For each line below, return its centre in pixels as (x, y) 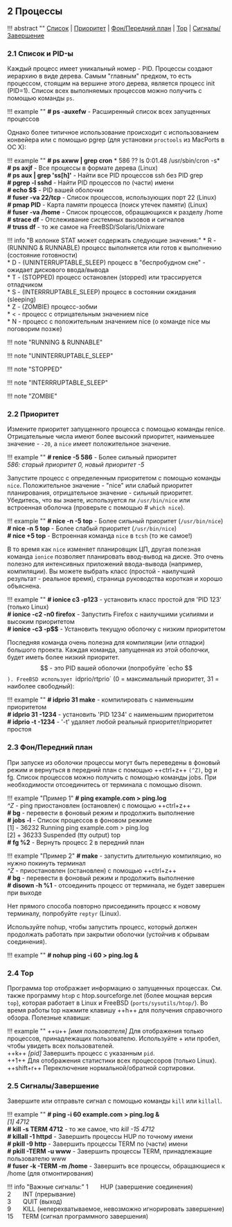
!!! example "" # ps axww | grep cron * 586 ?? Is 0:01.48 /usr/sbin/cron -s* (114, 161)
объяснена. (24, 586)
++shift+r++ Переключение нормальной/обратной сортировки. (101, 1068)
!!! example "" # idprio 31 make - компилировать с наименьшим (100, 700)
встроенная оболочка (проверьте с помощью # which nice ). (96, 508)
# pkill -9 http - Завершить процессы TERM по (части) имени (98, 1144)
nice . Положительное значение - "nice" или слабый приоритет (100, 486)
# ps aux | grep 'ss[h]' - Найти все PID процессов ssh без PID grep (105, 176)
